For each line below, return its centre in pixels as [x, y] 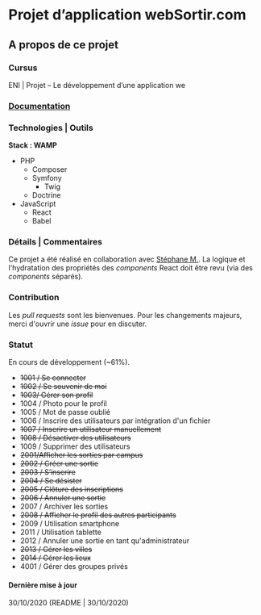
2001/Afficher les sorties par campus [81, 454]
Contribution [34, 298]
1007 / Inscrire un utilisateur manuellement [90, 429]
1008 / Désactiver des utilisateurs [75, 437]
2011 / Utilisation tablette [61, 532]
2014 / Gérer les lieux [55, 558]
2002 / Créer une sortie [59, 463]
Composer [50, 169]
